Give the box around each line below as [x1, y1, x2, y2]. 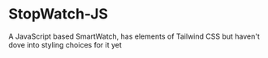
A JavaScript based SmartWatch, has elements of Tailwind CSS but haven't [8, 31, 260, 41]
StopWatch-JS [8, 5, 108, 23]
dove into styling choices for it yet [8, 39, 122, 49]
